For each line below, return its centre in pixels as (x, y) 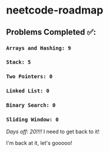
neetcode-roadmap (55, 10)
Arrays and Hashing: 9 (39, 48)
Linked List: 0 (28, 91)
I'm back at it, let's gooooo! (39, 143)
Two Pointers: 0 (29, 77)
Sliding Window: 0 (32, 120)
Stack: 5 (19, 62)
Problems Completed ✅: (51, 32)
